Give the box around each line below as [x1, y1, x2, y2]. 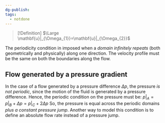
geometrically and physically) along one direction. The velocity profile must [5, 50, 160, 56]
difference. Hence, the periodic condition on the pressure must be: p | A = [5, 94, 154, 101]
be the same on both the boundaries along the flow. [5, 56, 111, 62]
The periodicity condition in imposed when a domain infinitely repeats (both [5, 45, 161, 51]
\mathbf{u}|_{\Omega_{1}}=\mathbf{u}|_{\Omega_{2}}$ [17, 35, 131, 41]
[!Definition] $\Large [17, 30, 59, 36]
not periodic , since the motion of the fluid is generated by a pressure [5, 89, 146, 95]
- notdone [9, 16, 30, 21]
